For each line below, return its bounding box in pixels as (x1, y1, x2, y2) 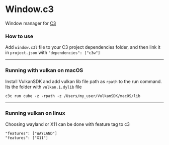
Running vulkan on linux (5, 110, 65, 117)
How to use (5, 33, 34, 40)
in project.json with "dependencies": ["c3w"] (5, 49, 101, 56)
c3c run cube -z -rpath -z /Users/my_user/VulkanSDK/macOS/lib (5, 93, 141, 99)
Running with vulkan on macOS (5, 67, 83, 74)
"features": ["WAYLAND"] (5, 131, 57, 136)
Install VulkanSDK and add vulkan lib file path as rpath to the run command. (5, 78, 162, 84)
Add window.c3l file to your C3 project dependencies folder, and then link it (5, 44, 161, 50)
